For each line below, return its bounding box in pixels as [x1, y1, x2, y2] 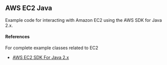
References [5, 34, 30, 40]
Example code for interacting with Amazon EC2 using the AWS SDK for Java [5, 17, 162, 23]
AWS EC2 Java [5, 4, 52, 12]
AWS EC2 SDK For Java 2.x [12, 55, 69, 61]
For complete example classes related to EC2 [5, 45, 98, 51]
